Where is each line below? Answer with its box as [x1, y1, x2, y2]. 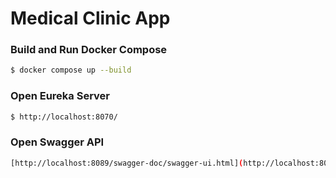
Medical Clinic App [10, 7, 171, 30]
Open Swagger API [10, 135, 105, 149]
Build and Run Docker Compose [10, 43, 168, 57]
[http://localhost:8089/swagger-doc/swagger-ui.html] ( [10, 158, 244, 168]
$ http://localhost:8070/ [10, 112, 118, 122]
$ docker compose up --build [10, 65, 132, 76]
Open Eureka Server [10, 89, 111, 103]
